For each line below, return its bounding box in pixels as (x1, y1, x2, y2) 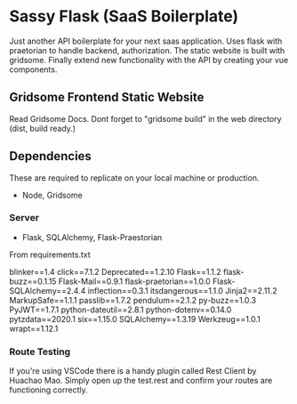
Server (9, 212, 40, 224)
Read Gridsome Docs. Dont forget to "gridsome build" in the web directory (9, 113, 282, 124)
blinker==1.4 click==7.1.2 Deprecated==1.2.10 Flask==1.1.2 (9, 266, 222, 277)
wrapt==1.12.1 (9, 323, 59, 334)
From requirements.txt (9, 249, 91, 260)
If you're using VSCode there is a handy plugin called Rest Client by (9, 366, 257, 376)
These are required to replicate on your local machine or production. (9, 172, 260, 183)
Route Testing (9, 345, 71, 358)
